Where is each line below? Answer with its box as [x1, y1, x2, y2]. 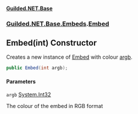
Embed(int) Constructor [6, 37, 97, 47]
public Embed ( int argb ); [6, 65, 68, 71]
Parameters [6, 78, 36, 85]
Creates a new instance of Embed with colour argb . [6, 53, 133, 61]
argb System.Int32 [6, 91, 51, 98]
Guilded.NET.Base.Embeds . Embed [6, 20, 109, 28]
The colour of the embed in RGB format [6, 103, 103, 110]
